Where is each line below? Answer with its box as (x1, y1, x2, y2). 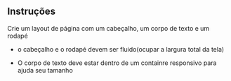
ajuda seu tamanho (17, 66, 74, 74)
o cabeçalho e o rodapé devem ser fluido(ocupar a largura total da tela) (17, 45, 225, 53)
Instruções (7, 6, 56, 17)
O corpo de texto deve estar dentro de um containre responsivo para (17, 59, 217, 67)
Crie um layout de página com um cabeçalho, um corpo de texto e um (7, 24, 210, 32)
